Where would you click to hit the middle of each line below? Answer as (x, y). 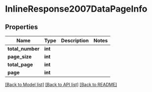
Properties (22, 27)
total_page (20, 64)
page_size (20, 57)
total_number (24, 49)
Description (75, 41)
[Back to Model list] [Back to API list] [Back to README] (61, 84)
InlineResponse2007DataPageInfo (76, 9)
